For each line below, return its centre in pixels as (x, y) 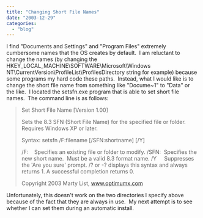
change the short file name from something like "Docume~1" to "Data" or (98, 85)
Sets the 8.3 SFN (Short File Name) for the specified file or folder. (104, 122)
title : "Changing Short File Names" (53, 12)
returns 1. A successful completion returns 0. (78, 172)
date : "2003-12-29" (31, 18)
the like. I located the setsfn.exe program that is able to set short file (93, 92)
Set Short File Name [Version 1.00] (65, 110)
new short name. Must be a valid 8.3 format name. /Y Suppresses (108, 159)
